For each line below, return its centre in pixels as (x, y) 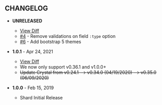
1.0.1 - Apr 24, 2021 (32, 51)
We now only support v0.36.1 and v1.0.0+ (63, 67)
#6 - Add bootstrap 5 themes (50, 41)
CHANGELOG (26, 8)
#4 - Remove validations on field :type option (68, 36)
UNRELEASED (27, 20)
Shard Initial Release (41, 97)
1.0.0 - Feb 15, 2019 (33, 88)
